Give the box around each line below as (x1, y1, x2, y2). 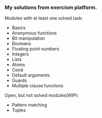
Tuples (11, 107, 26, 113)
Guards (11, 77, 27, 83)
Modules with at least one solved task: (4, 15, 83, 21)
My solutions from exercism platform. (4, 4, 97, 11)
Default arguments (11, 72, 50, 78)
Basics (11, 25, 26, 31)
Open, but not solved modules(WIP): (4, 92, 79, 98)
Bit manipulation (11, 35, 45, 41)
